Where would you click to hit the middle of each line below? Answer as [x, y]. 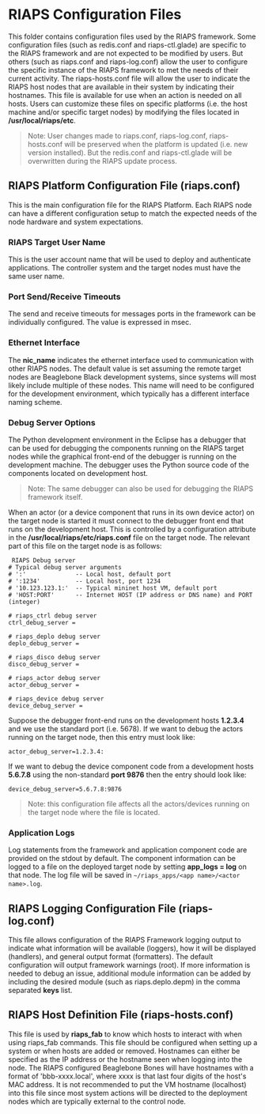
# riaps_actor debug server [55, 678]
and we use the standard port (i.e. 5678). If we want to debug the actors [126, 728]
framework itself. [55, 497]
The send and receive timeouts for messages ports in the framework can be [132, 314]
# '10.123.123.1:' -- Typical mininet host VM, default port [113, 588]
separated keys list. [40, 991]
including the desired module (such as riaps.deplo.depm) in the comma [125, 982]
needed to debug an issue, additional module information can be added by [130, 973]
